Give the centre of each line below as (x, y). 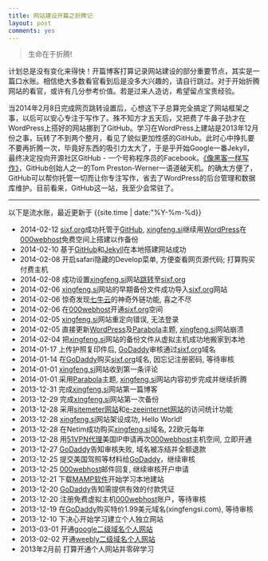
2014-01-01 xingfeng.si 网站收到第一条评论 (89, 369)
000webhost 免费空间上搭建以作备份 (79, 240)
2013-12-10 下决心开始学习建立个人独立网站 (92, 519)
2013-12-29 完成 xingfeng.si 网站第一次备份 (89, 400)
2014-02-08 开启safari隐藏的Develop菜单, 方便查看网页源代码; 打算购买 (137, 260)
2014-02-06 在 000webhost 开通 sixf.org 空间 (91, 309)
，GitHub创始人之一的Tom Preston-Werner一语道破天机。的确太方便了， (138, 168)
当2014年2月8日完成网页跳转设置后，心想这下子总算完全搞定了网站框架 (126, 108)
